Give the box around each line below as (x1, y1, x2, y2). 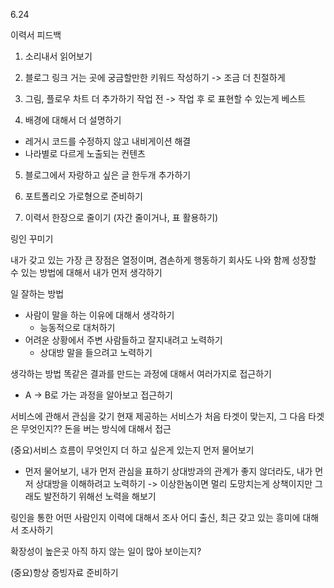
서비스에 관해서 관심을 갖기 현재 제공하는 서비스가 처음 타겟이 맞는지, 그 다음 (10, 410, 307, 422)
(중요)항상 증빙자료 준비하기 (10, 567, 119, 578)
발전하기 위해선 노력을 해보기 (43, 490, 157, 502)
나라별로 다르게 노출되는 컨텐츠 (24, 148, 146, 159)
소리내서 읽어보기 (24, 50, 93, 62)
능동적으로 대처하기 (39, 322, 116, 333)
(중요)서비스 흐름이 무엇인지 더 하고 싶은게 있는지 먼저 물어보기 (10, 444, 255, 456)
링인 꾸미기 (10, 233, 54, 244)
